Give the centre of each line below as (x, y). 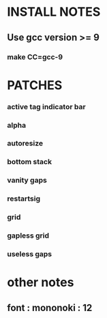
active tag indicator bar (47, 106)
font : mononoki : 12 (50, 307)
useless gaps (30, 253)
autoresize (25, 144)
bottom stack (30, 162)
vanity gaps (27, 181)
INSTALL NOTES (54, 12)
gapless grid (28, 236)
